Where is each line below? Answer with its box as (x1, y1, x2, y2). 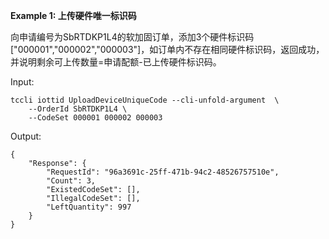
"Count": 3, (46, 176, 97, 186)
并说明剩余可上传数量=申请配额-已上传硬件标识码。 (10, 56, 222, 68)
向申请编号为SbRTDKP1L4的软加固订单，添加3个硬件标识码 (10, 31, 255, 43)
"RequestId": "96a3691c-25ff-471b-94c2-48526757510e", (46, 167, 280, 177)
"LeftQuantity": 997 (46, 202, 132, 212)
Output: (10, 130, 42, 142)
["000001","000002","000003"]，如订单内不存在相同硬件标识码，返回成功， (10, 44, 325, 55)
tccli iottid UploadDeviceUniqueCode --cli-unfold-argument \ (10, 95, 280, 105)
